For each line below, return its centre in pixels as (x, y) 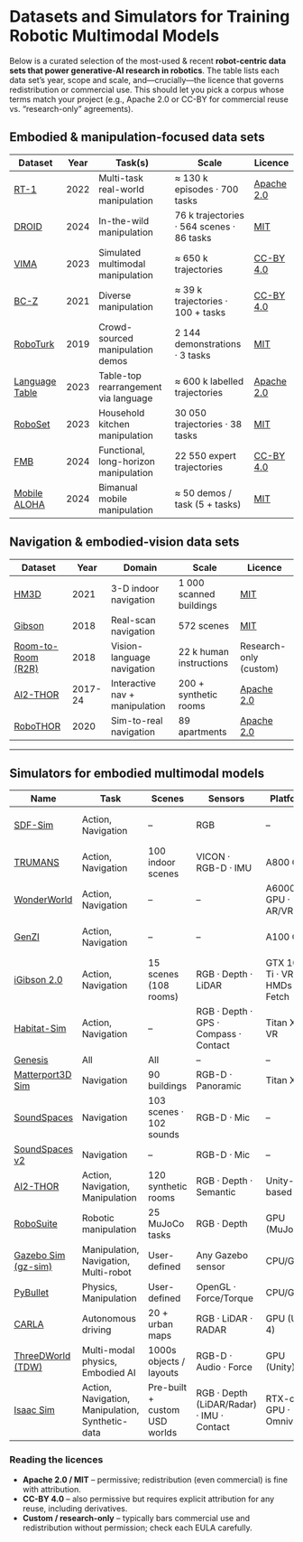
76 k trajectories (210, 215)
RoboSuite (36, 1224)
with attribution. (51, 1489)
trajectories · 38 (208, 424)
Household (122, 413)
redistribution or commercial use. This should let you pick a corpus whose (147, 89)
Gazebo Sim (40, 1256)
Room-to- (36, 646)
